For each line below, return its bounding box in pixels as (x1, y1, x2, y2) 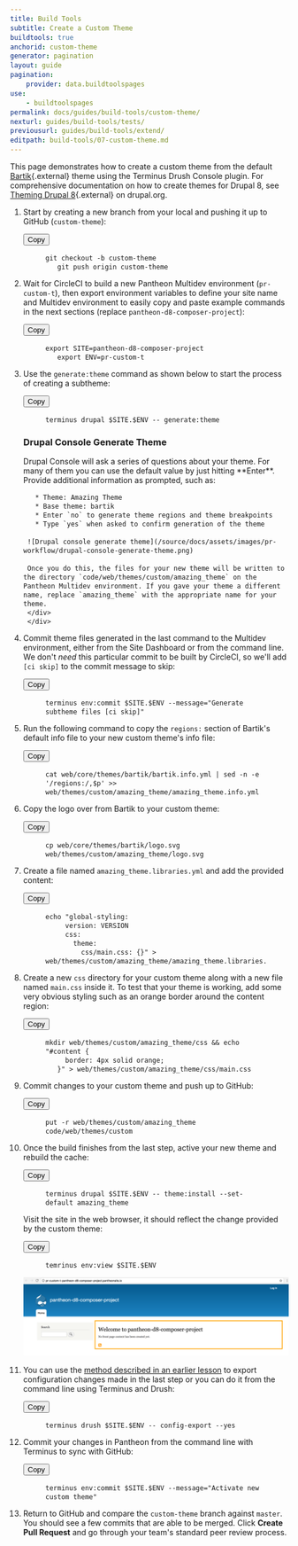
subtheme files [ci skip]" (44, 707, 145, 717)
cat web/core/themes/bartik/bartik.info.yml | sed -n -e (44, 770, 260, 779)
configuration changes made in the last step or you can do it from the (22, 1374, 276, 1385)
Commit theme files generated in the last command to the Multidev (22, 633, 266, 644)
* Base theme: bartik (34, 502, 115, 511)
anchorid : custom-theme (10, 43, 98, 51)
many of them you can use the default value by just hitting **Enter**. (22, 465, 275, 476)
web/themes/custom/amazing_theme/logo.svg (44, 850, 204, 859)
